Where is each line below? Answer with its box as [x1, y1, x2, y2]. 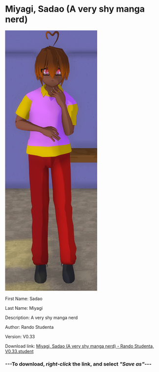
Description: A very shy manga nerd [5, 315, 78, 321]
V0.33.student [5, 348, 34, 354]
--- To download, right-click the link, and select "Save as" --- [5, 360, 152, 367]
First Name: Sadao [5, 296, 43, 301]
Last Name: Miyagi [5, 305, 43, 311]
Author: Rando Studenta [5, 324, 54, 330]
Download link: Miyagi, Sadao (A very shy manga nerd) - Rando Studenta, [5, 343, 154, 349]
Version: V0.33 [5, 333, 35, 339]
